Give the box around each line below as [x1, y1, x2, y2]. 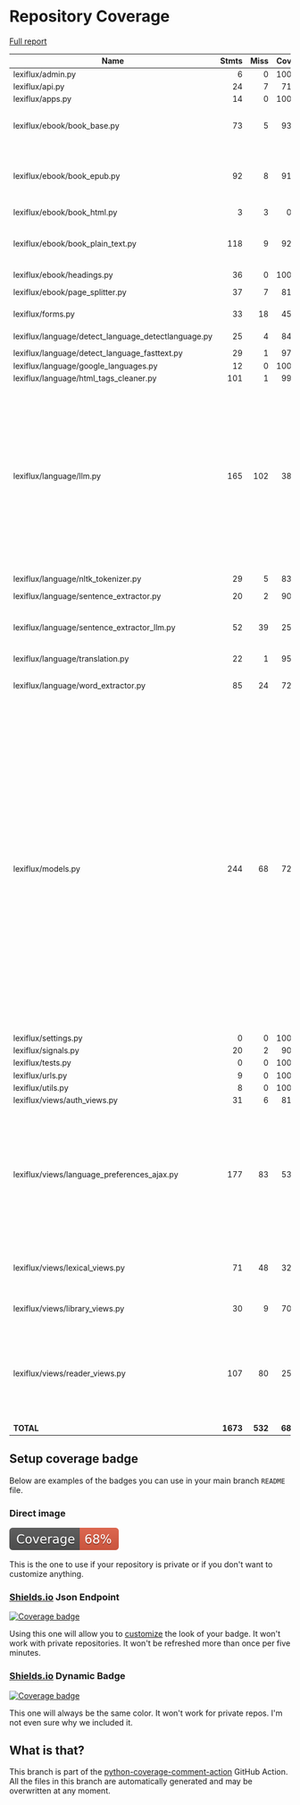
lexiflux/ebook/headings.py [12, 270, 113, 281]
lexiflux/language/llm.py [12, 471, 101, 482]
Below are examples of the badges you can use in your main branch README [9, 1475, 286, 1486]
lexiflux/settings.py [12, 1033, 83, 1043]
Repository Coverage [9, 6, 171, 27]
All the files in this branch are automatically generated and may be [9, 1776, 253, 1787]
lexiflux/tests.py [12, 1058, 71, 1068]
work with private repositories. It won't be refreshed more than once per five [9, 1638, 291, 1649]
